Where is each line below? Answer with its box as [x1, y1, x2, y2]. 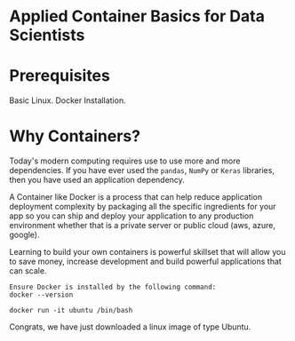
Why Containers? [9, 126, 140, 147]
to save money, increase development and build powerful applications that [9, 256, 282, 267]
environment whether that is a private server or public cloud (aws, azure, [9, 220, 276, 231]
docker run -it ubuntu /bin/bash [9, 306, 133, 315]
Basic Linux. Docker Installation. [9, 95, 126, 106]
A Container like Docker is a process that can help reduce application [9, 192, 263, 202]
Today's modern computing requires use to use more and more [9, 155, 241, 166]
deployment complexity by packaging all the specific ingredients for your [9, 202, 277, 212]
